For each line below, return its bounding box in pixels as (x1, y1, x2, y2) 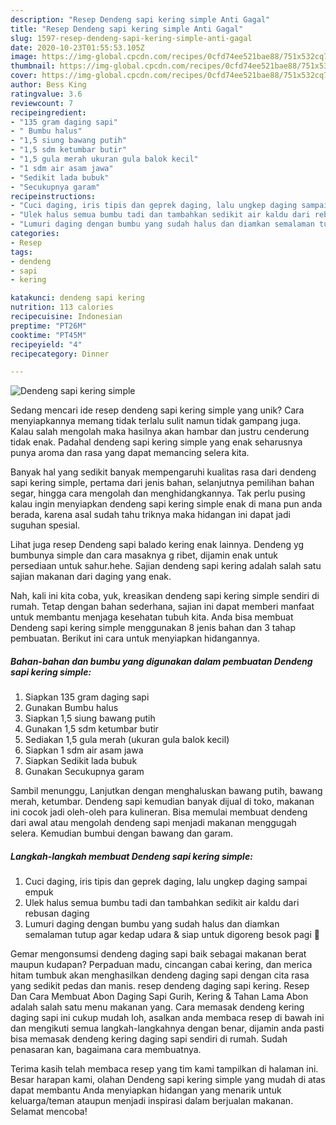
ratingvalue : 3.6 (10, 89, 83, 99)
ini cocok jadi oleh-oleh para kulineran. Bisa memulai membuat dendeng (10, 806, 308, 818)
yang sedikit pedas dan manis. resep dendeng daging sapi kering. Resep (10, 980, 310, 992)
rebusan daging (24, 907, 90, 920)
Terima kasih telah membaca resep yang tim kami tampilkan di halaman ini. (10, 1063, 319, 1075)
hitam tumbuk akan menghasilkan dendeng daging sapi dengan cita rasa (10, 969, 310, 981)
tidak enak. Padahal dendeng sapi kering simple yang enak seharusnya (10, 436, 303, 448)
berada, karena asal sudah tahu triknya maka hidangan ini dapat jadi (10, 509, 291, 521)
